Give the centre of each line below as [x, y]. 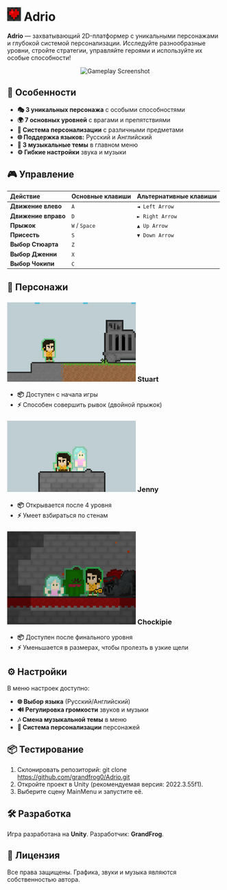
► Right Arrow [157, 216]
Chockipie [155, 622]
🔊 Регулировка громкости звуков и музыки [83, 710]
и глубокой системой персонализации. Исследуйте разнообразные [106, 43]
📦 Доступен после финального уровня [75, 637]
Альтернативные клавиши [177, 196]
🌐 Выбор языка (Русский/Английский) [74, 702]
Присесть [25, 235]
